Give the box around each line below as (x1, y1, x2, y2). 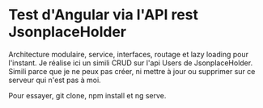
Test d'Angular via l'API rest (8, 6, 199, 24)
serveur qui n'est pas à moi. (8, 75, 101, 85)
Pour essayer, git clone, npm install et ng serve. (8, 90, 167, 100)
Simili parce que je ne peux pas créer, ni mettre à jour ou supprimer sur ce (8, 66, 256, 76)
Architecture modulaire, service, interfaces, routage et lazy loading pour (8, 49, 249, 59)
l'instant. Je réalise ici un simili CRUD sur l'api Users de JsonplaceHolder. (8, 58, 253, 68)
